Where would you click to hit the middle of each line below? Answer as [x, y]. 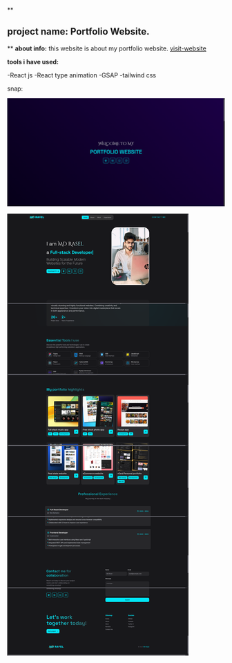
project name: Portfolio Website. [78, 31]
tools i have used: [33, 62]
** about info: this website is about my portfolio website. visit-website [107, 48]
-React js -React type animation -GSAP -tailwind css [82, 75]
